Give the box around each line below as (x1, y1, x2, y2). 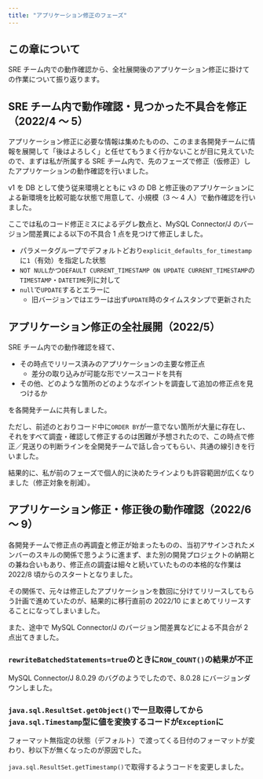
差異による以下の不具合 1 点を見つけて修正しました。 (35, 229, 208, 239)
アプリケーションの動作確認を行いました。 (14, 166, 153, 176)
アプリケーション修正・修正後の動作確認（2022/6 (8, 503, 252, 517)
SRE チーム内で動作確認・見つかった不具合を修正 (8, 100, 247, 113)
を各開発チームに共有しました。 (8, 405, 111, 415)
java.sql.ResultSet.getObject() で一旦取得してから (8, 704, 204, 715)
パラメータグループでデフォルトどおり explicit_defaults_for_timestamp (19, 246, 253, 255)
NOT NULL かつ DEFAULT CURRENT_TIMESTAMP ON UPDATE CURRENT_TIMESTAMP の (19, 265, 255, 275)
